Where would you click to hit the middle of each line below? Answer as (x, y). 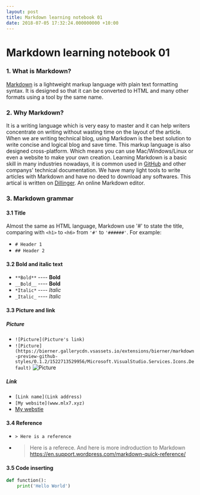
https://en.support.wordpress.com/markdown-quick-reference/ (108, 454)
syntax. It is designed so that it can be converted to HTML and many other (98, 90)
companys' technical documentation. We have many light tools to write (93, 170)
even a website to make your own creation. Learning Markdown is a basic (97, 158)
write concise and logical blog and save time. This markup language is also (99, 145)
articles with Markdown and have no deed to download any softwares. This (99, 177)
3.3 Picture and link (31, 310)
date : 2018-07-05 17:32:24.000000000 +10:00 (62, 23)
